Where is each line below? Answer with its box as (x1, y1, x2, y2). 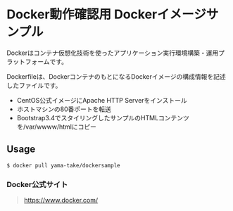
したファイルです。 (6, 81, 62, 89)
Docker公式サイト (6, 179, 68, 189)
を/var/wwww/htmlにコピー (16, 122, 96, 131)
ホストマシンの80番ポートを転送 (16, 105, 112, 113)
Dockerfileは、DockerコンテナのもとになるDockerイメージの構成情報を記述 (6, 72, 226, 81)
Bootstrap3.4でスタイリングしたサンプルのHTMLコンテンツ (16, 113, 189, 122)
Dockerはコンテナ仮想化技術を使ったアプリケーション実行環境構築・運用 (6, 49, 219, 57)
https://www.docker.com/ (23, 196, 99, 205)
